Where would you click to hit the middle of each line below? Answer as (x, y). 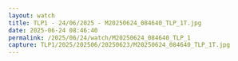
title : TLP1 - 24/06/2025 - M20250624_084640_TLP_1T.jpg (105, 23)
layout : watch (32, 15)
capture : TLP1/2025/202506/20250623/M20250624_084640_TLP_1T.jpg (119, 45)
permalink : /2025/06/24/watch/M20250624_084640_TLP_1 (100, 38)
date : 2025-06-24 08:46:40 (53, 30)
